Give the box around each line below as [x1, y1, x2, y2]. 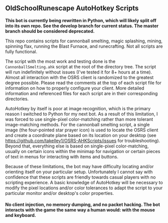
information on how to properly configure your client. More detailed [5, 85, 144, 91]
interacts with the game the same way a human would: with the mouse [5, 207, 155, 213]
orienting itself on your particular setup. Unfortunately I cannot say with [5, 169, 153, 175]
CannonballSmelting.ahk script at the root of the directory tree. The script [5, 63, 156, 69]
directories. [5, 96, 29, 102]
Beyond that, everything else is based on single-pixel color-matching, [5, 143, 149, 149]
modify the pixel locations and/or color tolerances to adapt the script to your [5, 185, 163, 191]
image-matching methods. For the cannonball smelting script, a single [5, 121, 150, 127]
